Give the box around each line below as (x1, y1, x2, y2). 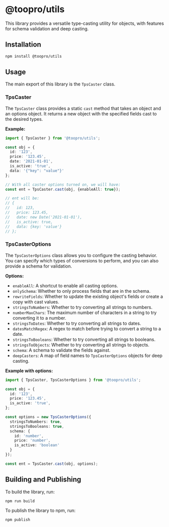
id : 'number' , (14, 433, 44, 438)
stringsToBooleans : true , (10, 424, 65, 429)
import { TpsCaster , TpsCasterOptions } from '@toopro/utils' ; (5, 377, 141, 382)
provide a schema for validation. (5, 263, 72, 269)
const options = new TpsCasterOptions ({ (5, 415, 92, 420)
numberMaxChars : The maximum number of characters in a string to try (12, 310, 157, 316)
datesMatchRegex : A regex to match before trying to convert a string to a (12, 325, 161, 332)
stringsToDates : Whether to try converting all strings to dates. (12, 320, 141, 326)
